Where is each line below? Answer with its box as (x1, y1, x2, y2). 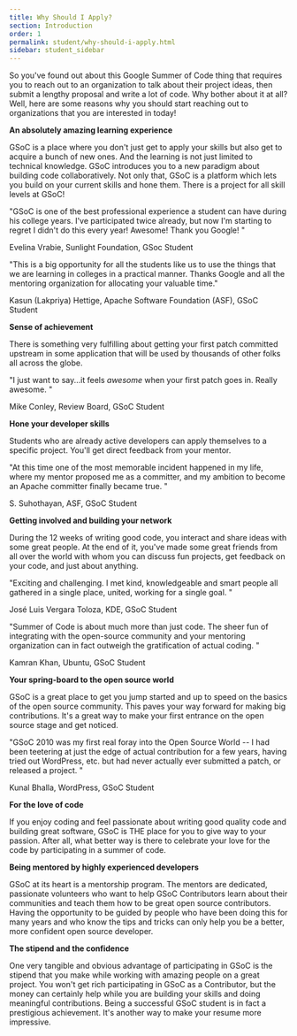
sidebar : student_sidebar (9, 46, 104, 55)
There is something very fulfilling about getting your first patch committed (9, 339, 278, 349)
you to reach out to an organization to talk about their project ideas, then (9, 80, 273, 90)
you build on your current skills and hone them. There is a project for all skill (9, 180, 286, 190)
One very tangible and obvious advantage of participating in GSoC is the (9, 961, 273, 971)
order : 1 (9, 29, 42, 38)
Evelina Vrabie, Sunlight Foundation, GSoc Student (9, 242, 194, 253)
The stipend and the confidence (9, 943, 130, 954)
